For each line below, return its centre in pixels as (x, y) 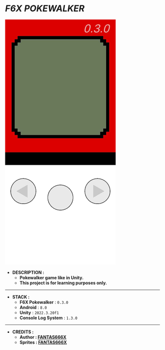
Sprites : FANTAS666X (43, 342)
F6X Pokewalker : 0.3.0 (44, 302)
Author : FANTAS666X (43, 337)
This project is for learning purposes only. (63, 283)
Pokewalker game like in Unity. (52, 277)
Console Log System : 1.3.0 (48, 318)
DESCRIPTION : (28, 272)
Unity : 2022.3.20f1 (39, 312)
